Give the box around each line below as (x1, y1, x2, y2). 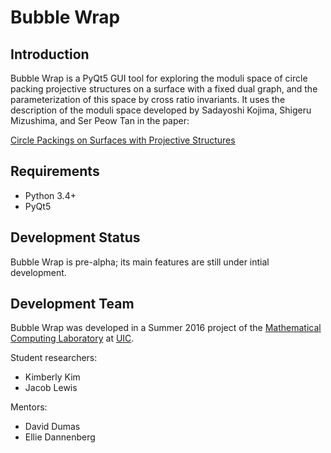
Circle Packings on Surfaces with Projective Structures (10, 134, 236, 146)
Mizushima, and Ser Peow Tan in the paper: (10, 115, 190, 126)
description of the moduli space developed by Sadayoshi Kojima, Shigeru (10, 104, 312, 116)
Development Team (10, 296, 135, 313)
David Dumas (24, 421, 81, 433)
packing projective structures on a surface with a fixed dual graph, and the (10, 83, 318, 95)
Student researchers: (10, 352, 98, 364)
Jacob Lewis (24, 382, 78, 394)
